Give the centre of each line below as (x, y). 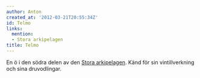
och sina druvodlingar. (34, 68)
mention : (23, 34)
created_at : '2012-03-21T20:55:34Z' (52, 17)
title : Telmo (23, 46)
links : (14, 28)
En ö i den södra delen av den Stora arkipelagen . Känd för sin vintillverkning (100, 62)
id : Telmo (19, 23)
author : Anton (24, 12)
